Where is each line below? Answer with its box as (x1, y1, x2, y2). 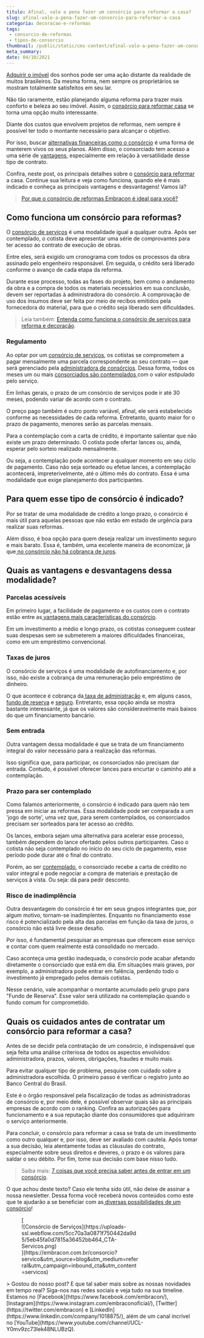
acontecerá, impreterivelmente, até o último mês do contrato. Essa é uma (6, 470, 190, 477)
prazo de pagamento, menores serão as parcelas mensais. (6, 420, 153, 427)
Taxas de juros (6, 653, 50, 662)
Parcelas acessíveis (6, 593, 66, 601)
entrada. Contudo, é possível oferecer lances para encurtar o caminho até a (6, 765, 196, 773)
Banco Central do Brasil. (6, 1080, 67, 1088)
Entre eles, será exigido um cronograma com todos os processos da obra (6, 253, 190, 261)
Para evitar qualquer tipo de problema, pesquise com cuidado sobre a (6, 1067, 181, 1074)
